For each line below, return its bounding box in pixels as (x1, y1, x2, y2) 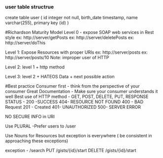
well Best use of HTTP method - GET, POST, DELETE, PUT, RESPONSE (5, 94, 149, 99)
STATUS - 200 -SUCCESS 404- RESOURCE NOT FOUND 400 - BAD (5, 99, 144, 105)
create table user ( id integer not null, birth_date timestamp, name (5, 15, 138, 21)
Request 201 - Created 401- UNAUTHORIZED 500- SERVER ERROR (5, 104, 141, 110)
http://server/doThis (5, 40, 46, 46)
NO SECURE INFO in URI (5, 114, 55, 120)
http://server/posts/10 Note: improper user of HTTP (5, 55, 109, 61)
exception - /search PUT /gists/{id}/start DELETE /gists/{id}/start (5, 148, 136, 154)
